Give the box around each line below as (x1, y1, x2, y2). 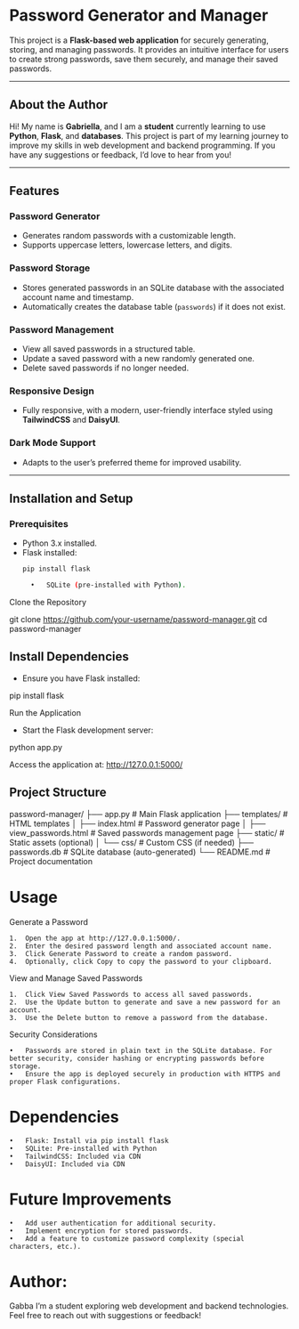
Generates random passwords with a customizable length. (21, 231, 236, 241)
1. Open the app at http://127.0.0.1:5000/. (9, 934, 181, 943)
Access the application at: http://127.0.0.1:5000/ (9, 758, 183, 770)
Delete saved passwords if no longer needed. (21, 362, 190, 374)
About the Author (9, 97, 109, 112)
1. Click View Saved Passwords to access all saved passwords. (9, 990, 253, 999)
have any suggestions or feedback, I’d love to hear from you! (9, 149, 231, 160)
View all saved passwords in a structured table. (21, 344, 196, 354)
